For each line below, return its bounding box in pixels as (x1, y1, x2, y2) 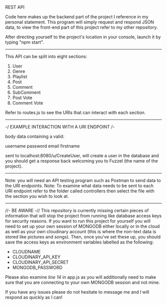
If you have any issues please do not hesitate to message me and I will (5, 289, 150, 295)
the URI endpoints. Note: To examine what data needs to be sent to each (5, 183, 154, 188)
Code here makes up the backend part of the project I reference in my (5, 14, 149, 19)
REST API (5, 4, 25, 10)
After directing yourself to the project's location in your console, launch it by (5, 34, 161, 40)
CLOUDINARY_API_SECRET (12, 259, 69, 265)
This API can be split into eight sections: (5, 54, 87, 59)
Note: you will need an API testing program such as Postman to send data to (5, 178, 161, 183)
